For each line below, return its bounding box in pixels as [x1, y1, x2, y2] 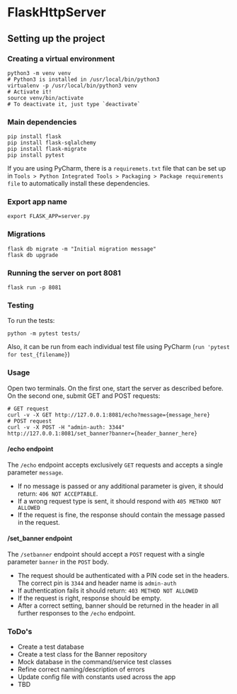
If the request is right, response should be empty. [17, 594, 162, 603]
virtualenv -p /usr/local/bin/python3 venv [7, 82, 138, 89]
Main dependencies [7, 117, 77, 127]
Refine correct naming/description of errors [17, 665, 145, 673]
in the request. [17, 518, 60, 526]
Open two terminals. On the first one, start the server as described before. [7, 384, 224, 392]
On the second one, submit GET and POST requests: [7, 391, 161, 400]
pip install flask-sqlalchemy [7, 140, 97, 147]
